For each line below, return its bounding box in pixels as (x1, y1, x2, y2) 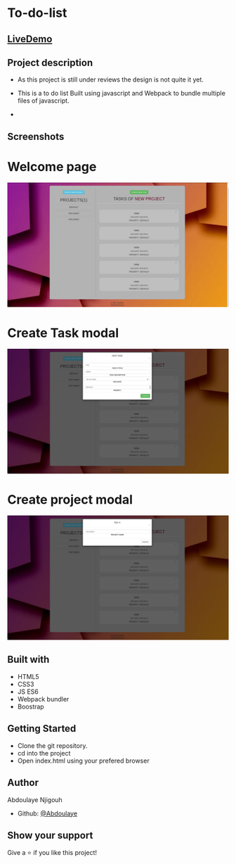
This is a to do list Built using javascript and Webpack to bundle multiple (17, 89, 226, 98)
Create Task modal (7, 325, 119, 341)
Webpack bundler (17, 694, 70, 703)
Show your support (7, 829, 93, 841)
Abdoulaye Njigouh (7, 795, 63, 803)
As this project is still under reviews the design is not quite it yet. (17, 75, 204, 84)
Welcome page (7, 158, 97, 174)
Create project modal (7, 491, 133, 507)
